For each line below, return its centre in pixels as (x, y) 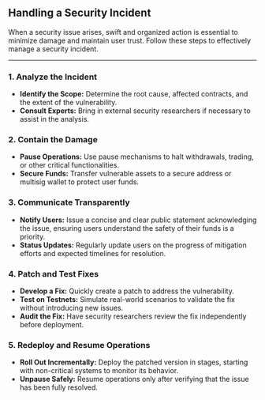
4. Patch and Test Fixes (54, 274)
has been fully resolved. (59, 387)
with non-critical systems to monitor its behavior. (99, 371)
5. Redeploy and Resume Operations (79, 345)
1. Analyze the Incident (52, 77)
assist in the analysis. (54, 119)
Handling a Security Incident (80, 13)
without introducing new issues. (71, 308)
